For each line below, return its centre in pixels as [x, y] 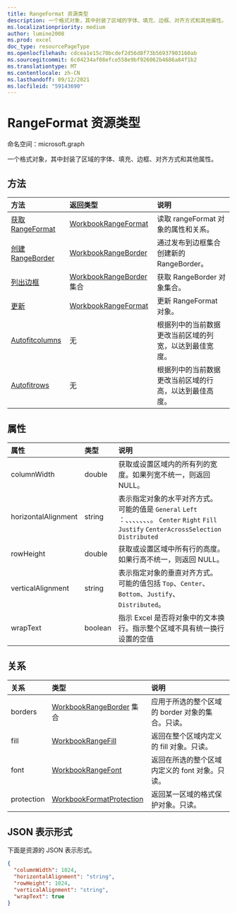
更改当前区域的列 [185, 335]
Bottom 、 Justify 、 [149, 594]
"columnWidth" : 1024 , [45, 870]
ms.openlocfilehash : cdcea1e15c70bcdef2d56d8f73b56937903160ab [102, 54]
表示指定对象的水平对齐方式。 [168, 499]
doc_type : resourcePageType [49, 47]
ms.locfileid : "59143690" [45, 86]
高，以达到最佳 [182, 391]
